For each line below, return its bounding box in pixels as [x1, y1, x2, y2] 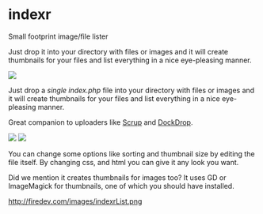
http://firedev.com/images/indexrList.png [8, 196, 143, 206]
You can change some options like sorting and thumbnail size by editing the [8, 148, 255, 159]
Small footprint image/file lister [8, 32, 109, 41]
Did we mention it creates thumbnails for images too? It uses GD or [8, 172, 227, 182]
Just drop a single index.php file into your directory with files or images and [8, 85, 255, 95]
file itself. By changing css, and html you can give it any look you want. [8, 157, 239, 167]
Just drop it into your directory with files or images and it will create [8, 47, 229, 56]
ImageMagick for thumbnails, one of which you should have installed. [8, 181, 235, 190]
